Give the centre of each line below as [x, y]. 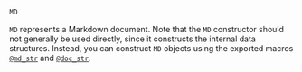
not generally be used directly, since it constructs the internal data [132, 39]
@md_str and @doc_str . [51, 58]
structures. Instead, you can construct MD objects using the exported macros [151, 48]
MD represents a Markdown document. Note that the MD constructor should [147, 29]
